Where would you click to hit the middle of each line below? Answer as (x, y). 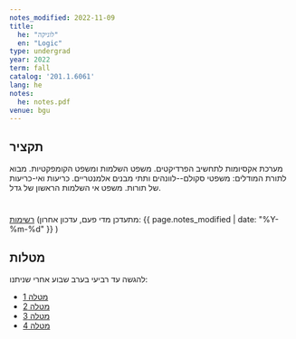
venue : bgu (30, 110)
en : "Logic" (40, 43)
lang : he (26, 85)
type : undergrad (40, 52)
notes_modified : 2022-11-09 (62, 18)
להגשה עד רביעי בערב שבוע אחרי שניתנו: (79, 279)
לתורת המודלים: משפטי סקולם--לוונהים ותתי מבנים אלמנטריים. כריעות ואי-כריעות (148, 178)
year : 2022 (30, 60)
